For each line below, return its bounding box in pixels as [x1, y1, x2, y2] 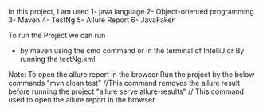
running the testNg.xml [19, 55, 96, 64]
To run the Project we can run [8, 31, 106, 40]
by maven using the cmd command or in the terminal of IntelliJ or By [19, 46, 245, 55]
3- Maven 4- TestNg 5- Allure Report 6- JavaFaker [8, 15, 175, 25]
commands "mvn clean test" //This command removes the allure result [8, 79, 241, 87]
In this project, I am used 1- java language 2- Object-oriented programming [8, 7, 255, 16]
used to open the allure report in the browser [8, 95, 155, 104]
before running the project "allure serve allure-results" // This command [8, 87, 245, 96]
